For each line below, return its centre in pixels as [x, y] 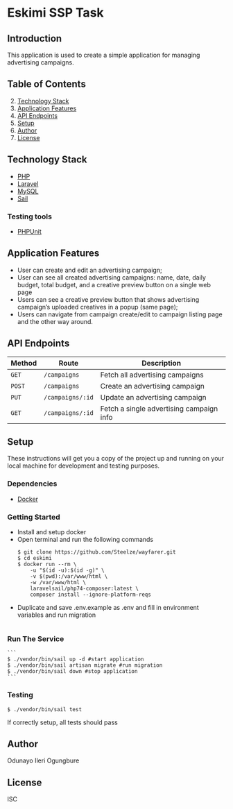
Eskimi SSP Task [55, 13]
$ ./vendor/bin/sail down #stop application [72, 672]
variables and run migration [56, 615]
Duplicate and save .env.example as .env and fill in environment [108, 607]
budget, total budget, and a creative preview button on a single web [114, 284]
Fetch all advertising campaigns [152, 375]
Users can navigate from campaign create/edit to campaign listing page [120, 314]
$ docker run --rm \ [47, 564]
